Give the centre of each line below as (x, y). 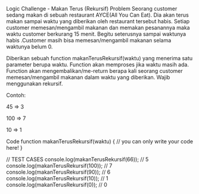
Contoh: (16, 95)
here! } (14, 148)
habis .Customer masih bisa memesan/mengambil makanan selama (89, 40)
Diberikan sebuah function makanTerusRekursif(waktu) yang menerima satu (99, 58)
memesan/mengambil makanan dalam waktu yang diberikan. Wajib (88, 77)
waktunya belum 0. (29, 47)
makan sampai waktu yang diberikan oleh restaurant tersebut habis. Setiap (98, 21)
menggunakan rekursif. (35, 84)
